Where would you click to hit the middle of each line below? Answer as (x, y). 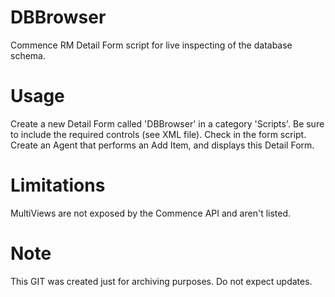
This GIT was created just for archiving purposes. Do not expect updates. (161, 281)
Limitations (58, 185)
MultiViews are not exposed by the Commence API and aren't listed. (151, 213)
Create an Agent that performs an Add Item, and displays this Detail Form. (162, 145)
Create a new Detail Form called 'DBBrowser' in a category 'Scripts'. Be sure (167, 123)
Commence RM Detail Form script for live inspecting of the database (151, 45)
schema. (28, 55)
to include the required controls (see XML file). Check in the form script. (158, 134)
